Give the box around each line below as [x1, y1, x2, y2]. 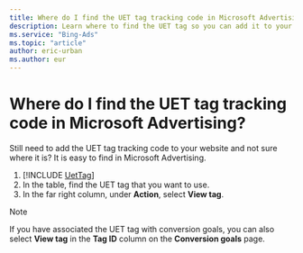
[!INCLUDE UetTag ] [22, 169, 95, 180]
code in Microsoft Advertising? [9, 113, 246, 133]
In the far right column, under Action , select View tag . [22, 188, 225, 199]
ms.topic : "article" [9, 38, 87, 48]
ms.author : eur [9, 55, 67, 64]
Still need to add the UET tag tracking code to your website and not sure [9, 142, 278, 153]
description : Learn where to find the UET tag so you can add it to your [9, 22, 293, 31]
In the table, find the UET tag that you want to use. [22, 179, 210, 190]
